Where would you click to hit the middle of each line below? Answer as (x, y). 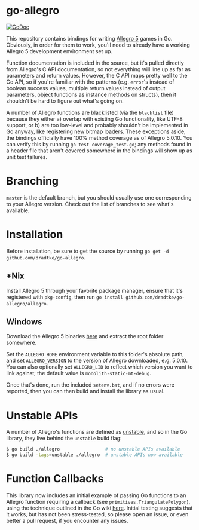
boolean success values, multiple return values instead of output (86, 88)
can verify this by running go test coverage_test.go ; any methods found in (99, 144)
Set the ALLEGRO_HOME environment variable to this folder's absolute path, (95, 354)
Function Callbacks (55, 479)
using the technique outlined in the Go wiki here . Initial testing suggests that (99, 508)
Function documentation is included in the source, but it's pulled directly (95, 63)
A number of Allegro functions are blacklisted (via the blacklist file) (90, 112)
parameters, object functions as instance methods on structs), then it (91, 94)
